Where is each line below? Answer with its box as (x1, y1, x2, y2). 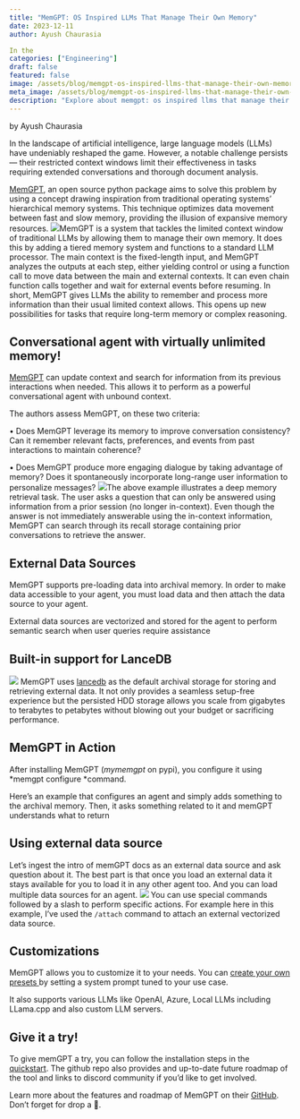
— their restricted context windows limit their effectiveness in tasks (9, 157, 257, 167)
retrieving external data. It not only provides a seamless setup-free (9, 686, 255, 696)
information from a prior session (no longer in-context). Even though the (9, 501, 275, 512)
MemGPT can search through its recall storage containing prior (9, 520, 241, 531)
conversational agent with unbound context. (9, 391, 171, 402)
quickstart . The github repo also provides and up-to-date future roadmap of (9, 1063, 288, 1074)
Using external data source (9, 836, 163, 851)
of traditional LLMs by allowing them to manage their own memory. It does (9, 232, 283, 243)
